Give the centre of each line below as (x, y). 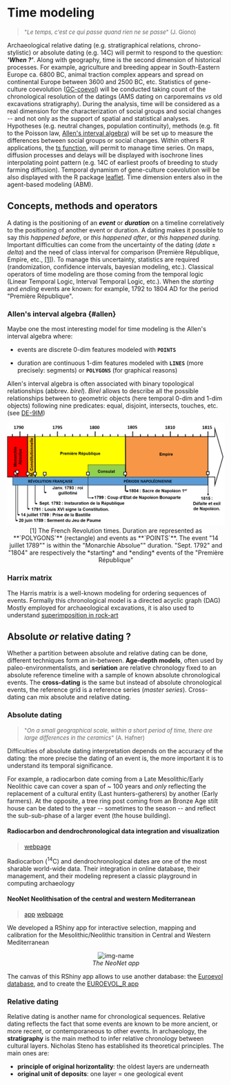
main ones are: (28, 1053)
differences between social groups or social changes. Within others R (106, 140)
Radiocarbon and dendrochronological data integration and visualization (113, 831)
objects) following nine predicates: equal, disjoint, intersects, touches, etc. (113, 406)
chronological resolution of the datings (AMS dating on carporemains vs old (115, 96)
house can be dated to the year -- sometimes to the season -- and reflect (111, 808)
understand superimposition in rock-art (63, 615)
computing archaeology (41, 883)
